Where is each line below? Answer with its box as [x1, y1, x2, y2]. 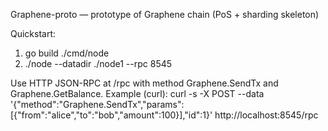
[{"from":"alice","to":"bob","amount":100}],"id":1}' [10, 109, 213, 121]
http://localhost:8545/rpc [214, 109, 319, 121]
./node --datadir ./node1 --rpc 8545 [24, 58, 173, 69]
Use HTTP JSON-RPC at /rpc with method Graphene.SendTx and [10, 77, 279, 89]
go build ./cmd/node [24, 47, 110, 59]
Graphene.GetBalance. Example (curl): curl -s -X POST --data [10, 88, 265, 99]
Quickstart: [10, 28, 57, 39]
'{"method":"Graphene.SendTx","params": [10, 99, 185, 110]
